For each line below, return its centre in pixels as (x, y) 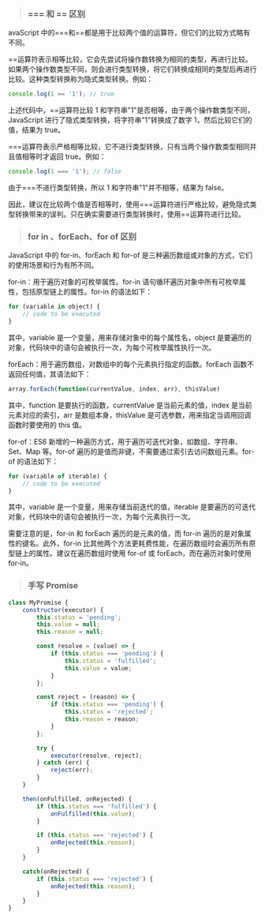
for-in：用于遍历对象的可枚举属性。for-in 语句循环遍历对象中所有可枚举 (123, 282)
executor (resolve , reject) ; (97, 756)
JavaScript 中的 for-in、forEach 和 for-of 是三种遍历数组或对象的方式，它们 (131, 255)
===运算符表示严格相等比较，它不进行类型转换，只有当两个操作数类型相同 (129, 147)
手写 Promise (53, 586)
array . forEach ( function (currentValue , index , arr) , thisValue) (114, 389)
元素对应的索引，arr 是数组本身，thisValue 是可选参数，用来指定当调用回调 (130, 414)
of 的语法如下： (34, 461)
